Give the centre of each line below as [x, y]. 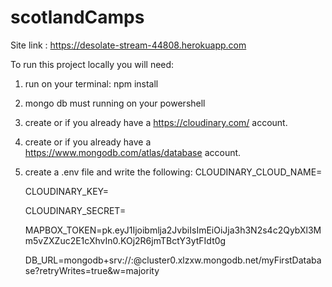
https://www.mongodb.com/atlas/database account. [133, 152]
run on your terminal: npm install [91, 83]
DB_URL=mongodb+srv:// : [79, 260]
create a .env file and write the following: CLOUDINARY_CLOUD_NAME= [173, 172]
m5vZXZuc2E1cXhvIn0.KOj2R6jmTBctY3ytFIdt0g [125, 240]
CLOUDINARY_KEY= [67, 191]
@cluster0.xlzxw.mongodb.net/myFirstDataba [227, 260]
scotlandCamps [77, 17]
